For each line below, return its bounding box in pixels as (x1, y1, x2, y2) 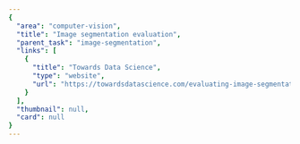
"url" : (31, 80, 57, 89)
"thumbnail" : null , (16, 105, 90, 114)
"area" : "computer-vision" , (16, 21, 122, 30)
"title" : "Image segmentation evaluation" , (16, 30, 181, 38)
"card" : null (16, 113, 65, 122)
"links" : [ (16, 47, 57, 55)
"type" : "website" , (31, 72, 105, 80)
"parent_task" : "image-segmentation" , (16, 38, 162, 47)
